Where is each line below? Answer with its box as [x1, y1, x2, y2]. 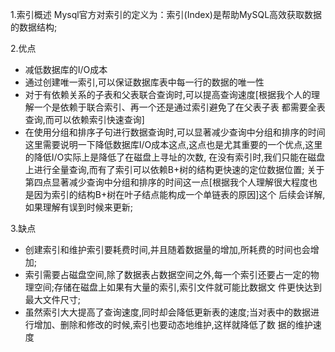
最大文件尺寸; [24, 294, 82, 305]
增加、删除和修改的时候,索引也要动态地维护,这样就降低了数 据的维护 [33, 319, 313, 330]
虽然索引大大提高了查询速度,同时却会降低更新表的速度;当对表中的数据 [24, 306, 312, 318]
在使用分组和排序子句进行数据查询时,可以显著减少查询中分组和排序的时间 [24, 126, 326, 138]
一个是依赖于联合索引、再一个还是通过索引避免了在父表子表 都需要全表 [33, 101, 326, 113]
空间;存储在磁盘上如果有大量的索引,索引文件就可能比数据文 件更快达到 [33, 281, 322, 293]
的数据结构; [10, 21, 58, 33]
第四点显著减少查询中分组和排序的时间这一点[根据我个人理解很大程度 [24, 176, 309, 188]
